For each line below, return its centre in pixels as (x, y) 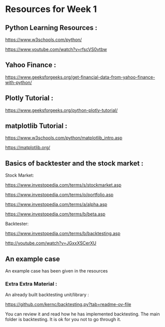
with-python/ (19, 82)
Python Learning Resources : (51, 28)
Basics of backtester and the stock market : (74, 163)
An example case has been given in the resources (56, 271)
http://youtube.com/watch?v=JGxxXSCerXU (51, 243)
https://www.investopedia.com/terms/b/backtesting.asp (63, 233)
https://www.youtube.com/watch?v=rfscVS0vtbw (56, 49)
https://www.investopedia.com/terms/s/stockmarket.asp (63, 185)
